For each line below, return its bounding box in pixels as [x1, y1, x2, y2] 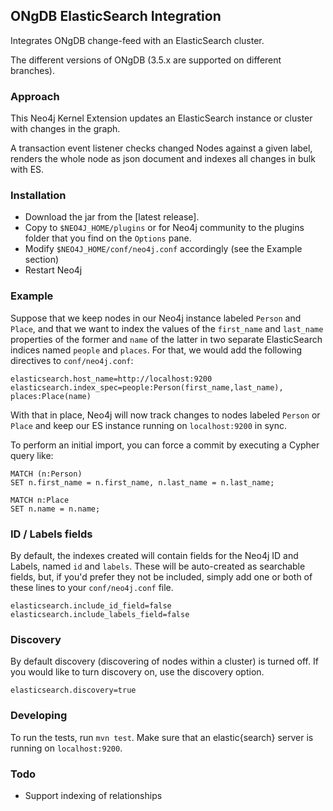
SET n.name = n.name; [10, 504, 101, 514]
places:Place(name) [10, 391, 92, 401]
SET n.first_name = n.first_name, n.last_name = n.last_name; [10, 477, 275, 488]
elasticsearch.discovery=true [10, 685, 137, 696]
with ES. [10, 164, 45, 176]
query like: [10, 449, 54, 461]
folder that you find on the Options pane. [24, 232, 192, 244]
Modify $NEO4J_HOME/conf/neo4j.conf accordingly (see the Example [24, 243, 303, 255]
